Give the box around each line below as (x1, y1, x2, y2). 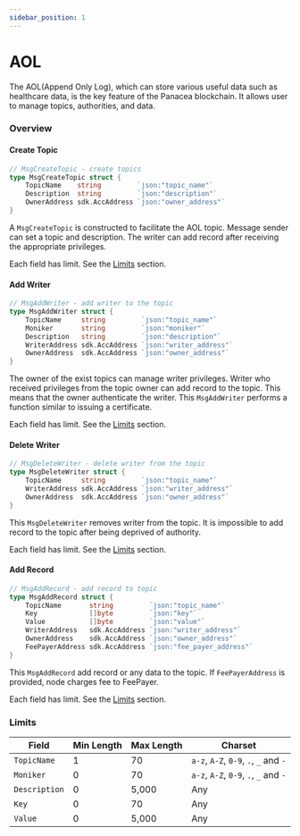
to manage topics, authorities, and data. (9, 100, 156, 111)
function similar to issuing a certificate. (9, 401, 153, 412)
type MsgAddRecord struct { (9, 592, 114, 602)
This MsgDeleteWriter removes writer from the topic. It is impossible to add (9, 517, 284, 528)
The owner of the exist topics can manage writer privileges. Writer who (9, 373, 271, 384)
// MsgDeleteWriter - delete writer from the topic (9, 460, 205, 469)
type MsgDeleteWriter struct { (9, 468, 126, 477)
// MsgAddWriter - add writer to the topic (9, 299, 174, 308)
